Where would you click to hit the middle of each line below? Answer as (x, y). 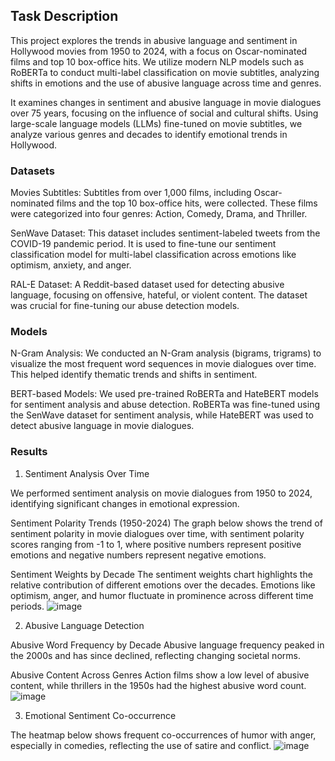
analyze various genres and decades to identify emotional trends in (149, 134)
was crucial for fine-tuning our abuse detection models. (125, 306)
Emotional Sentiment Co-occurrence (100, 715)
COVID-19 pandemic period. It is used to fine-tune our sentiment (143, 244)
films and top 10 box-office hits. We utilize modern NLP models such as (157, 61)
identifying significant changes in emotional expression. (125, 503)
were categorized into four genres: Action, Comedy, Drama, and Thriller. (159, 214)
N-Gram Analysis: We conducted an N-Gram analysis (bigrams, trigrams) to (166, 353)
